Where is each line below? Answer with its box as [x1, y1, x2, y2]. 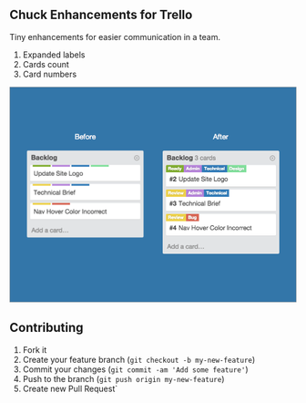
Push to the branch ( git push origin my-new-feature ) [22, 373, 225, 384]
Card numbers [22, 68, 77, 79]
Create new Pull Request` [22, 383, 118, 394]
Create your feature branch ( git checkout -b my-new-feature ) [22, 354, 256, 365]
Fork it [22, 344, 47, 355]
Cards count [22, 58, 70, 69]
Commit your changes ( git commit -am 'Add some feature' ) [22, 364, 249, 375]
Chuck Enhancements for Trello [9, 7, 193, 23]
